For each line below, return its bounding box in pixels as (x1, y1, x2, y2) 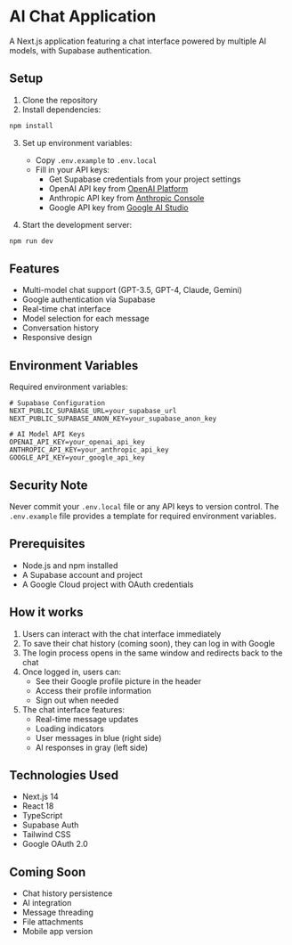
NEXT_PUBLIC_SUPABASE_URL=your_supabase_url (9, 407, 177, 416)
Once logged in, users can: (21, 666, 122, 677)
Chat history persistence (21, 888, 113, 899)
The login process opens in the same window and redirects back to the (21, 648, 283, 658)
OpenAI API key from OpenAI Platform (48, 183, 189, 193)
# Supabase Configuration (9, 399, 105, 408)
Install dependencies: (21, 104, 101, 115)
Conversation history (21, 322, 100, 333)
